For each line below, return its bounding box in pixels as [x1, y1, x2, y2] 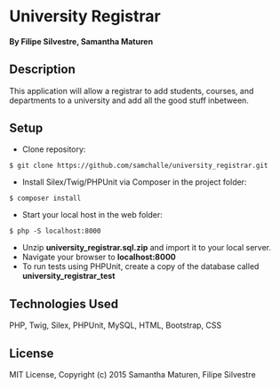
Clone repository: [21, 144, 86, 155]
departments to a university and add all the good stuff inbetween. [9, 95, 249, 106]
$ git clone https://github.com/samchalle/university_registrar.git [9, 162, 268, 171]
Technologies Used [9, 296, 118, 312]
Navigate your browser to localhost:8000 [21, 251, 176, 263]
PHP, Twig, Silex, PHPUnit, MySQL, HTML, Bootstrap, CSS [9, 320, 222, 330]
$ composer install [9, 194, 82, 203]
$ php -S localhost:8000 [9, 226, 101, 236]
